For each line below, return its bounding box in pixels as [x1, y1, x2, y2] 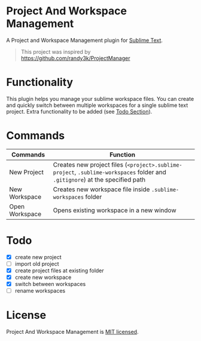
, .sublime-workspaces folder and [74, 168, 166, 176]
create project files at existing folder [14, 267, 105, 274]
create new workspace [14, 274, 72, 281]
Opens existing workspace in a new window [53, 206, 176, 214]
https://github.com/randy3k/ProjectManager [20, 54, 130, 62]
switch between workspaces [14, 281, 86, 287]
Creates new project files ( [53, 160, 127, 168]
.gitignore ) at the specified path [53, 175, 145, 183]
